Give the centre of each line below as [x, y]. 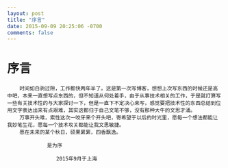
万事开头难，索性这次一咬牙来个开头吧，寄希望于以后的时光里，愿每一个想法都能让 [119, 118]
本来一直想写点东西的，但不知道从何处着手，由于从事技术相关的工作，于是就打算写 [122, 96]
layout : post [26, 13]
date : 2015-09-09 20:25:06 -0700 [55, 26]
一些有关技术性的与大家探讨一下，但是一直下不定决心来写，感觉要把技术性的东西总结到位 [114, 104]
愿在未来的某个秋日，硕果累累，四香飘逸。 [71, 132]
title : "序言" [26, 20]
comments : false [30, 33]
